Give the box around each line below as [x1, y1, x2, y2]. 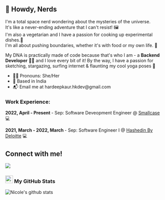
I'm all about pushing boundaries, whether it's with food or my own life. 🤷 [5, 42, 158, 48]
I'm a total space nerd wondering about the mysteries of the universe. [5, 18, 151, 24]
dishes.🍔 [5, 36, 24, 43]
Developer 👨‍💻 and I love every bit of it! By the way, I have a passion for [5, 57, 153, 63]
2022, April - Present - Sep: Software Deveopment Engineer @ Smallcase [5, 110, 160, 116]
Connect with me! [5, 149, 63, 158]
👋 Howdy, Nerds [5, 5, 57, 14]
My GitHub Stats [14, 178, 56, 185]
